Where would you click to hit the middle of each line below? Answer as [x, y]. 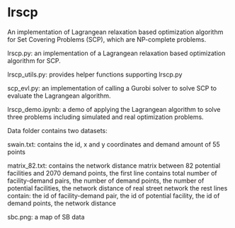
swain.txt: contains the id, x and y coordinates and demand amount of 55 [114, 144]
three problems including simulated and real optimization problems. [105, 117]
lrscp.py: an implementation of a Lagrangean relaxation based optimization [116, 53]
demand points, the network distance [62, 203]
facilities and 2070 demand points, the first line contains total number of [112, 173]
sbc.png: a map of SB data [46, 217]
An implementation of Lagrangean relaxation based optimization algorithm [115, 32]
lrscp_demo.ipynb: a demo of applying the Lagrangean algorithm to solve [114, 109]
